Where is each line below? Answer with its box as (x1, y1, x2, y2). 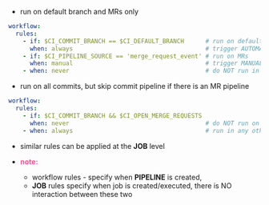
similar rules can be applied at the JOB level (19, 141, 166, 151)
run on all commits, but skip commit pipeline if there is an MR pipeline (19, 82, 250, 91)
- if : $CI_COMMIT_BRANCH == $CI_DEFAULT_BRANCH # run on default (22, 37, 263, 45)
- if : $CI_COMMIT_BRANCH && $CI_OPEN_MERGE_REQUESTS (22, 111, 203, 119)
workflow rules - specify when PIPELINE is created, (31, 172, 203, 182)
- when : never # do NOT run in (22, 67, 260, 75)
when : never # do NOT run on (29, 119, 260, 127)
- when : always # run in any (22, 127, 249, 135)
